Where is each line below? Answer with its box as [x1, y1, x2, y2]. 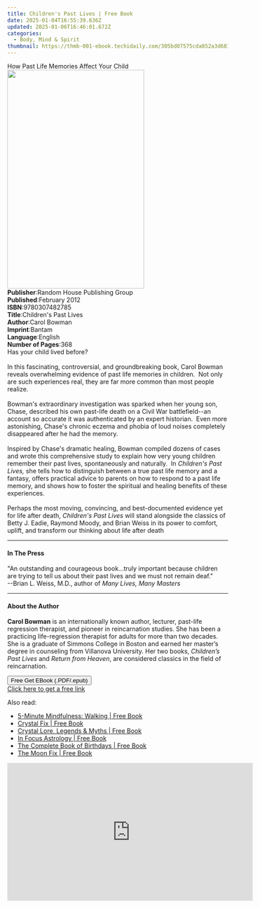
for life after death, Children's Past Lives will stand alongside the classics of [7, 512, 226, 519]
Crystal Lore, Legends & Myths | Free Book [17, 727, 142, 735]
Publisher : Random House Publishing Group [7, 288, 133, 296]
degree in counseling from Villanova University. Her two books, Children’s [7, 647, 220, 655]
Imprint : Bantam [7, 326, 53, 333]
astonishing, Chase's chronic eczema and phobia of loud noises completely [7, 422, 226, 431]
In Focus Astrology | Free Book [17, 734, 107, 743]
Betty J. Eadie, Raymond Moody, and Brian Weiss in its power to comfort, [7, 519, 219, 527]
